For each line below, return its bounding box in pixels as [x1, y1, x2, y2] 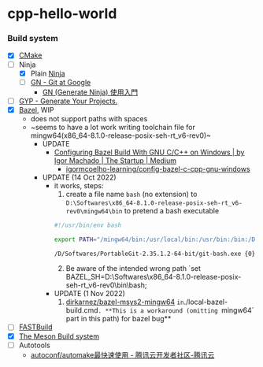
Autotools [18, 340, 50, 350]
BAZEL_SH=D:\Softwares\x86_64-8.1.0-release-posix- [65, 272, 242, 282]
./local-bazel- [183, 297, 228, 307]
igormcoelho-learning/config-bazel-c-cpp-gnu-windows [65, 164, 250, 173]
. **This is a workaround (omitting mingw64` [98, 306, 254, 315]
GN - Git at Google [30, 77, 91, 87]
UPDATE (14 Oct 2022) [42, 172, 117, 182]
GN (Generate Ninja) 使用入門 [42, 87, 139, 97]
